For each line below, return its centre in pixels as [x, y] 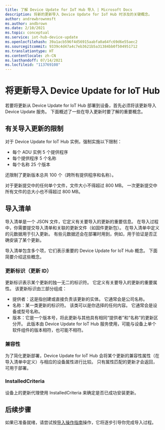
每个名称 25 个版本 [31, 164]
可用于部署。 [18, 368]
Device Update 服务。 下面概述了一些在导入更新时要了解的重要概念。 [75, 112]
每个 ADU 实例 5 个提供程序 [40, 152]
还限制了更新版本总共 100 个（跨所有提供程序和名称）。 [61, 175]
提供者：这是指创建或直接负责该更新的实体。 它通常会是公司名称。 [80, 299]
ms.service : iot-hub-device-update [42, 38]
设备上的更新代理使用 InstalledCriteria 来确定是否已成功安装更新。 [72, 392]
